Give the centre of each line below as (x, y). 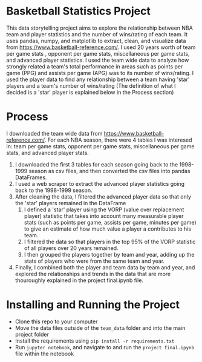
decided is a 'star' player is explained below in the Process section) (90, 92)
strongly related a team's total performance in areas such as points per (95, 66)
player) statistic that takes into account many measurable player (104, 216)
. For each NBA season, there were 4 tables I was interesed (118, 140)
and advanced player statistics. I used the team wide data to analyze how (98, 60)
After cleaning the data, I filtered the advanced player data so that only (103, 196)
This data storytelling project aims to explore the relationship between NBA (100, 28)
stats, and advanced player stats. (47, 153)
